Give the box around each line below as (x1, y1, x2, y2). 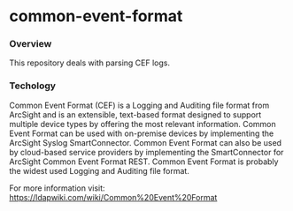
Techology (9, 79, 56, 92)
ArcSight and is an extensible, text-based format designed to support (9, 109, 262, 120)
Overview (9, 38, 52, 50)
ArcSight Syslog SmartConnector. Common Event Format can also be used (9, 137, 281, 147)
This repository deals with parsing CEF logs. (9, 57, 171, 68)
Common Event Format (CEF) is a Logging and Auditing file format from (9, 100, 270, 110)
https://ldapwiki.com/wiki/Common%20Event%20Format (9, 192, 218, 202)
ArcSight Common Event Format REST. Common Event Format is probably (9, 156, 279, 167)
